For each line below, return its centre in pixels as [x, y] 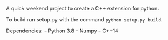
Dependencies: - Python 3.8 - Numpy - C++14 [62, 31]
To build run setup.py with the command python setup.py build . [84, 19]
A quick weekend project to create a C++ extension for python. [83, 8]
